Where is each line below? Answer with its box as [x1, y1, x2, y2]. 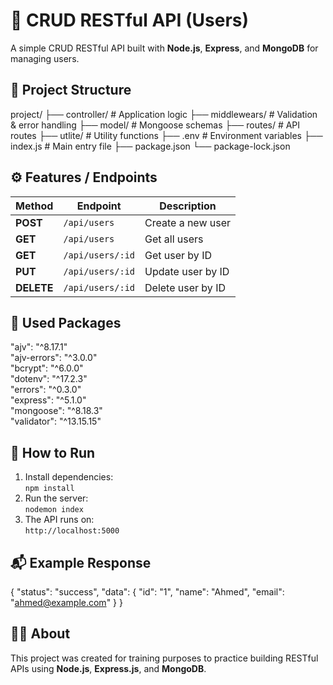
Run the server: [24, 492, 89, 504]
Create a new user [144, 215, 232, 229]
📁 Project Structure [10, 82, 132, 99]
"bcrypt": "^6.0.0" [10, 362, 84, 374]
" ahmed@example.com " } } [10, 597, 123, 608]
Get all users [144, 232, 204, 246]
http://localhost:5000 [24, 526, 120, 536]
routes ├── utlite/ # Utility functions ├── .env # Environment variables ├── [10, 129, 323, 141]
